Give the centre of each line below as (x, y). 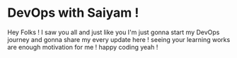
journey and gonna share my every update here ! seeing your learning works (119, 39)
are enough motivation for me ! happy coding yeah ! (83, 47)
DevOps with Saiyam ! (73, 13)
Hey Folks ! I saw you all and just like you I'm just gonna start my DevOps (114, 32)
